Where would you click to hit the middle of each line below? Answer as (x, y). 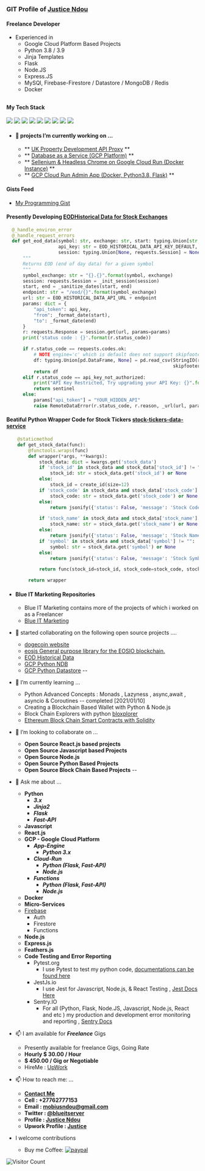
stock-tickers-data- (158, 420)
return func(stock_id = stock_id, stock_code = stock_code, (111, 569)
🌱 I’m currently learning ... (48, 683)
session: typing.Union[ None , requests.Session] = (123, 253)
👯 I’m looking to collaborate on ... (56, 732)
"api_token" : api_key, (62, 309)
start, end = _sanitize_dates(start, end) (77, 286)
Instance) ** (39, 169)
